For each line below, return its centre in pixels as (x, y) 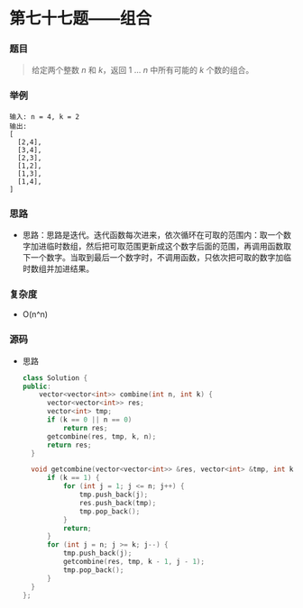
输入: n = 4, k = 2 (45, 117)
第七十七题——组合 (81, 18)
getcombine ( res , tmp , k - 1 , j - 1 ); (134, 562)
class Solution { (55, 378)
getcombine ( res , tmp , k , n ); (101, 436)
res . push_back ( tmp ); (118, 503)
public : (37, 386)
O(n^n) (35, 314)
